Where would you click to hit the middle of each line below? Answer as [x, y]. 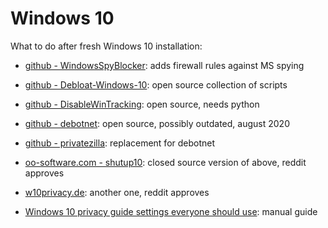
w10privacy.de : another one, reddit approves [117, 192]
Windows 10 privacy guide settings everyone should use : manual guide [171, 211]
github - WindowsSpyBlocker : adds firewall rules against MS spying [164, 65]
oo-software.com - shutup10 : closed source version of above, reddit [165, 162]
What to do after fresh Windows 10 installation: [106, 46]
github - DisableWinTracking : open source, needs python [142, 104]
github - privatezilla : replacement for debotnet [120, 143]
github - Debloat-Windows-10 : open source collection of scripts [156, 84]
